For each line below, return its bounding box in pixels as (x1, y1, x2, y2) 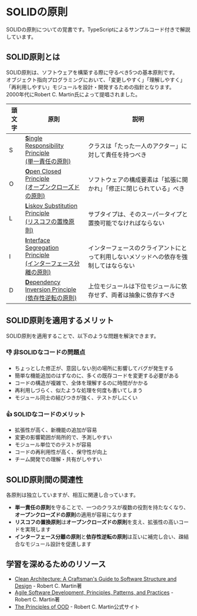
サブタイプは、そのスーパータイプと (87, 210, 188, 218)
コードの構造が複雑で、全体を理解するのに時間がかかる (14, 379, 148, 386)
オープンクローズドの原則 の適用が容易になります (14, 511, 133, 518)
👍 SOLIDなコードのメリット (6, 410, 86, 418)
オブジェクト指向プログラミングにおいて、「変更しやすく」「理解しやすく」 (6, 76, 186, 83)
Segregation (25, 243, 59, 251)
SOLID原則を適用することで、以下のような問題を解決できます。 (6, 332, 159, 339)
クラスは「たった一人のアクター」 (87, 142, 182, 150)
